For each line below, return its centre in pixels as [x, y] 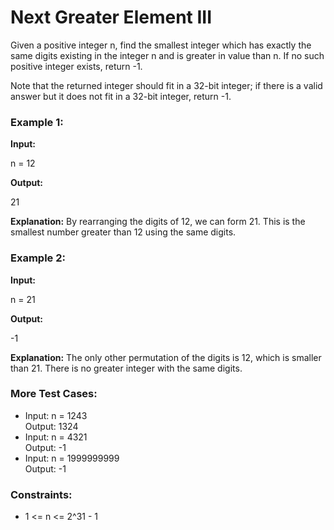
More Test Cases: [54, 394]
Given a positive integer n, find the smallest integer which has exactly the [161, 45]
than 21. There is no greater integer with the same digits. [126, 368]
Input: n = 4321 [56, 437]
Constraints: [41, 494]
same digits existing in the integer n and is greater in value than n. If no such [167, 55]
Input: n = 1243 [56, 415]
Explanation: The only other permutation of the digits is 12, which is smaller [166, 357]
